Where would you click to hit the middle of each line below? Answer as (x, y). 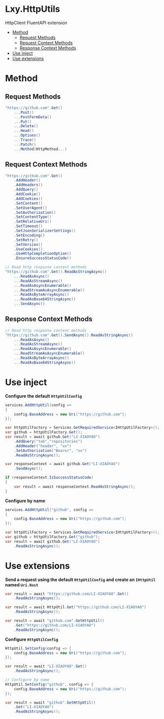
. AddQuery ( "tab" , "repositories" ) (48, 441)
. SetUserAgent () (31, 208)
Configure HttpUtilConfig (32, 639)
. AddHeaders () (28, 185)
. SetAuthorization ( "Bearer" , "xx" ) (50, 450)
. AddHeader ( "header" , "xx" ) (43, 446)
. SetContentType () (33, 217)
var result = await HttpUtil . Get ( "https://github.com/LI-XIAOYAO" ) (76, 607)
